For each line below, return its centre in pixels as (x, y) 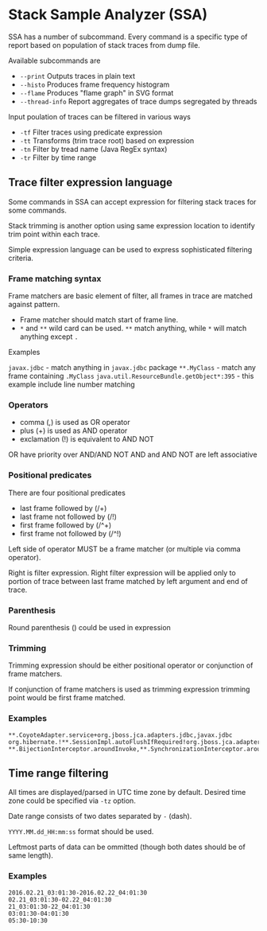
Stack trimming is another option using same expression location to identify (132, 225)
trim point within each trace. (54, 234)
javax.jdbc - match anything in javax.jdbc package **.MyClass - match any (132, 368)
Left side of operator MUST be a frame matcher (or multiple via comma (124, 549)
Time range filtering (58, 773)
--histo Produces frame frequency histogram (95, 84)
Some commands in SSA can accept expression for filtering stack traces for (132, 201)
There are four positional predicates (67, 493)
